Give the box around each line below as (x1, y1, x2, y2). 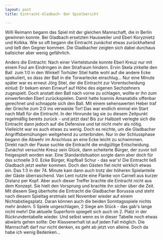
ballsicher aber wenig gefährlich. (5, 49, 71, 56)
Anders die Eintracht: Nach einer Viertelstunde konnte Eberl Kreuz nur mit (5, 59, 153, 65)
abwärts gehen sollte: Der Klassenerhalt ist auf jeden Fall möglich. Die (5, 219, 145, 224)
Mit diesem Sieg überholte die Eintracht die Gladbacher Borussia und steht (5, 188, 154, 194)
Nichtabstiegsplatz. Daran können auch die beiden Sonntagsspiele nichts (5, 198, 151, 204)
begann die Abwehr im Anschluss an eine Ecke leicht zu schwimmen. (5, 136, 144, 142)
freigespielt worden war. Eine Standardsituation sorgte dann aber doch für (5, 152, 154, 158)
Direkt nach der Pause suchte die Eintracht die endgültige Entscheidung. (5, 142, 150, 147)
